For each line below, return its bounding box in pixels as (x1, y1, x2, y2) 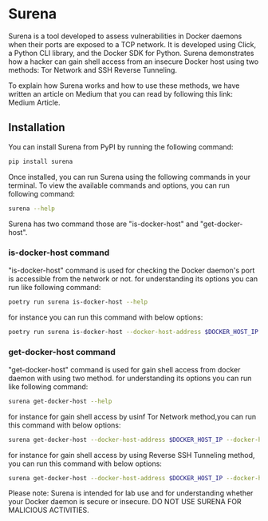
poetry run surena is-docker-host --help (8, 297, 148, 306)
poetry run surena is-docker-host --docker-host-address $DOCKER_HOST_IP (8, 328, 259, 336)
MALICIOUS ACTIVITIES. (8, 505, 89, 515)
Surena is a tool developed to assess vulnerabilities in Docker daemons (8, 31, 242, 41)
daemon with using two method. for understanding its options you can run (8, 373, 252, 383)
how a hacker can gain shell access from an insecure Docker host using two (8, 57, 259, 66)
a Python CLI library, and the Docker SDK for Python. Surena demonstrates (8, 48, 254, 58)
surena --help (8, 205, 56, 213)
